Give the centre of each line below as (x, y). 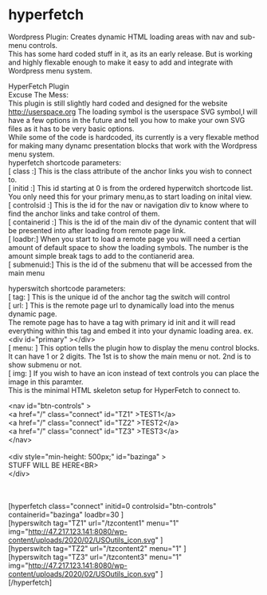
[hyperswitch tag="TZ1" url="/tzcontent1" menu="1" (94, 523)
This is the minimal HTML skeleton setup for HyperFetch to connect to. (124, 390)
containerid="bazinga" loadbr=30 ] (66, 514)
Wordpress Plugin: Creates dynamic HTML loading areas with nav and (123, 37)
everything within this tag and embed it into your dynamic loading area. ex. (131, 331)
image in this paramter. (46, 382)
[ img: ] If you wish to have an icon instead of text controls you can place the (134, 373)
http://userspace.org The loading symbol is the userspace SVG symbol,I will (133, 111)
